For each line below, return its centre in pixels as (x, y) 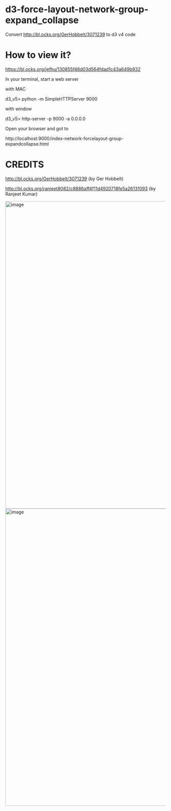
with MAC (16, 89)
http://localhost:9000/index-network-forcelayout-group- (64, 138)
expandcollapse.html (27, 144)
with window (19, 109)
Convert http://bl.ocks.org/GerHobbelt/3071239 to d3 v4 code (70, 34)
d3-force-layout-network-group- (77, 9)
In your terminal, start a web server (42, 79)
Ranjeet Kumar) (22, 194)
